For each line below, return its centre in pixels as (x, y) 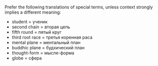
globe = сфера (27, 58)
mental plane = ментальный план (46, 43)
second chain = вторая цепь (41, 27)
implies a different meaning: (33, 12)
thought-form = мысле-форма (43, 53)
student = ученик (30, 22)
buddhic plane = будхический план (48, 48)
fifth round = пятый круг (37, 32)
